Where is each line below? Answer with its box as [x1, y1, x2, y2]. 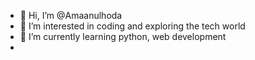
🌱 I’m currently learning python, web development [19, 31, 227, 42]
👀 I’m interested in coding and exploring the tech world [19, 20, 246, 32]
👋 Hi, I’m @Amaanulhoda [19, 10, 123, 21]
